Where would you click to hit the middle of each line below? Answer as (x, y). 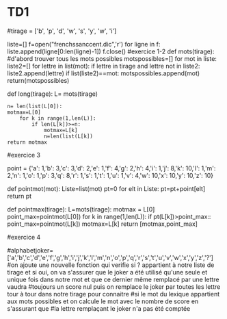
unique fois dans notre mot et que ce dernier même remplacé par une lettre (113, 279)
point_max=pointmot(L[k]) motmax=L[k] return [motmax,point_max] (103, 224)
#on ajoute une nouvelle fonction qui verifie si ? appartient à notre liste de (111, 265)
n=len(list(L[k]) (68, 136)
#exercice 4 (24, 237)
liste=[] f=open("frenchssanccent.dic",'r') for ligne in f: (84, 44)
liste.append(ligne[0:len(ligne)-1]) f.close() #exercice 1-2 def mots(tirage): (111, 51)
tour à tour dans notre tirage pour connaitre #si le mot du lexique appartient (113, 294)
